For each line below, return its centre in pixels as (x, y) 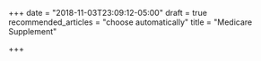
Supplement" (33, 31)
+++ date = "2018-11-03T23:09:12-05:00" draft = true (108, 13)
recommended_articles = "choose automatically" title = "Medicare (130, 22)
